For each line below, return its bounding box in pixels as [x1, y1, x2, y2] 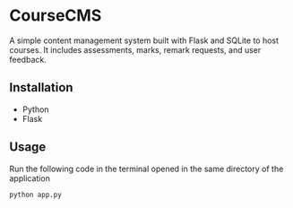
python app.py [9, 190, 63, 199]
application [9, 172, 51, 184]
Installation [9, 80, 73, 95]
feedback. [9, 54, 47, 65]
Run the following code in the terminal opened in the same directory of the [9, 163, 284, 174]
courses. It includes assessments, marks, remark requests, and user [9, 44, 262, 55]
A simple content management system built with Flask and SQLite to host [9, 35, 280, 46]
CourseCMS [9, 5, 102, 26]
